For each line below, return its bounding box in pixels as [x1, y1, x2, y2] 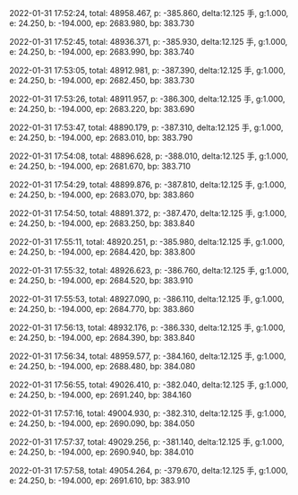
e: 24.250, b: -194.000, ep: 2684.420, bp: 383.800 [9, 247, 196, 257]
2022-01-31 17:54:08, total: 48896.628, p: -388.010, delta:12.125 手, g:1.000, [9, 151, 289, 161]
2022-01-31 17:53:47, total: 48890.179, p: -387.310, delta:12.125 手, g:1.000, [9, 122, 284, 133]
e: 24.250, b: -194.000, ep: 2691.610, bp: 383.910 [9, 475, 191, 486]
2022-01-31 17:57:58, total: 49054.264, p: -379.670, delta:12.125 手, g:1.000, [9, 465, 289, 475]
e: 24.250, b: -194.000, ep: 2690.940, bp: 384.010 [9, 447, 194, 457]
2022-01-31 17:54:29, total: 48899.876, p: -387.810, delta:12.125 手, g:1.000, [9, 179, 287, 190]
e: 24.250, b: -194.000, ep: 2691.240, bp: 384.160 [9, 389, 192, 400]
